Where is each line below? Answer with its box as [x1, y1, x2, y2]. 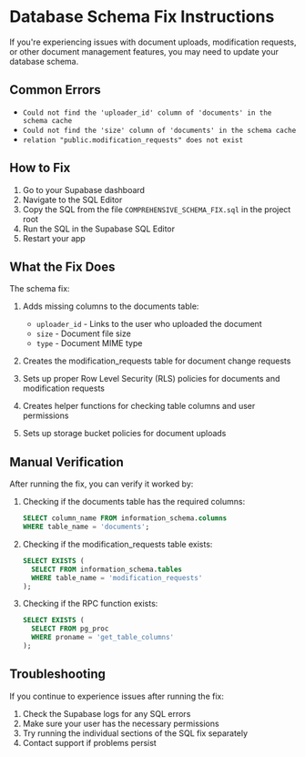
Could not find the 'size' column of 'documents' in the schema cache [22, 126, 297, 135]
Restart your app [22, 232, 86, 243]
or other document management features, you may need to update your [9, 46, 280, 56]
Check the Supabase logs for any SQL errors [22, 708, 191, 719]
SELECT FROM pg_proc [31, 624, 109, 634]
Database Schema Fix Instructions [9, 6, 275, 27]
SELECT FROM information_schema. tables [31, 565, 183, 574]
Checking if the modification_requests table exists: [22, 538, 213, 549]
